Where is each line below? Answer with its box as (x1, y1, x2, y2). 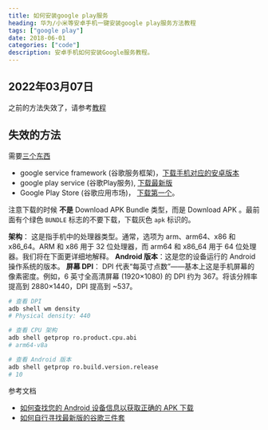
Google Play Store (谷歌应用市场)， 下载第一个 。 (19, 188, 179, 197)
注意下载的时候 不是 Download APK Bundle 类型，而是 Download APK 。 (8, 205, 246, 214)
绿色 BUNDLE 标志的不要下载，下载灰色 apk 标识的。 (29, 214, 195, 224)
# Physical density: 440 (8, 312, 91, 320)
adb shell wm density (8, 304, 81, 313)
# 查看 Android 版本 (8, 355, 72, 363)
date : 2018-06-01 (8, 33, 66, 42)
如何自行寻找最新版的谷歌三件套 (19, 412, 125, 422)
